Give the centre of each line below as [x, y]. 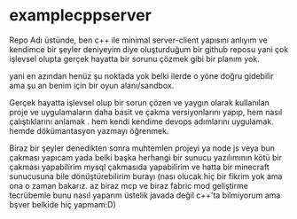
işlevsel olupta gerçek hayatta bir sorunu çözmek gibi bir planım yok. [134, 59]
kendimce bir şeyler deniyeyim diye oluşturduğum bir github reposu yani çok [149, 49]
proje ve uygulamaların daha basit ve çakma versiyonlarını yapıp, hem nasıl [146, 112]
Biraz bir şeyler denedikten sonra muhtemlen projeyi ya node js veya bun [142, 148]
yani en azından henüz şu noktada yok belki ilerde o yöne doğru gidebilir [141, 75]
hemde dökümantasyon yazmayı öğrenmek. [89, 130]
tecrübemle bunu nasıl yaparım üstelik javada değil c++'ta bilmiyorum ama [145, 195]
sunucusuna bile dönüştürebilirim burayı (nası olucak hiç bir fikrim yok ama [146, 176]
